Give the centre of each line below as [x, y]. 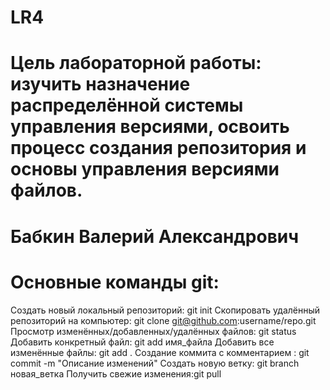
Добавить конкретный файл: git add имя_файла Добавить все [142, 342]
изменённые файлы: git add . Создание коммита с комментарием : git [160, 352]
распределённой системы [127, 105]
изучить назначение [100, 84]
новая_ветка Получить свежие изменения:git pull [116, 373]
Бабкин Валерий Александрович [155, 236]
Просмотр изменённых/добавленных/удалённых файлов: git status [153, 331]
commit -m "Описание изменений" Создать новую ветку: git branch [155, 363]
